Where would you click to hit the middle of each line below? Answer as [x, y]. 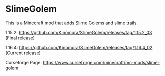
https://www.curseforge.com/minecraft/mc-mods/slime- [101, 62]
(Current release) [23, 53]
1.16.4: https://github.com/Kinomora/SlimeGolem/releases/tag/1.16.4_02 [79, 47]
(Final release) [20, 38]
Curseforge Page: [23, 62]
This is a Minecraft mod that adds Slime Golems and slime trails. [72, 23]
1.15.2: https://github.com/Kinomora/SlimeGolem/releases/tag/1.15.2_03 [79, 32]
